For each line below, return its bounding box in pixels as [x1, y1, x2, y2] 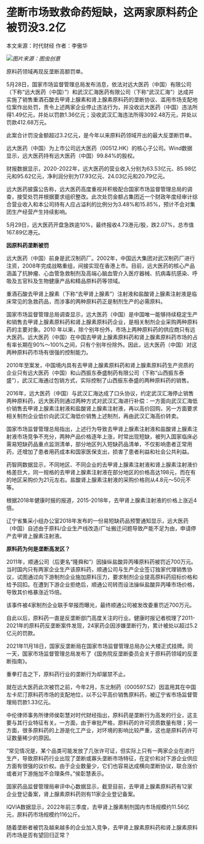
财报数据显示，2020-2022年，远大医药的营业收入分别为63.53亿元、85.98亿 [6, 165, 197, 172]
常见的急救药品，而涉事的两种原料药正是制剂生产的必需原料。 [11, 298, 166, 305]
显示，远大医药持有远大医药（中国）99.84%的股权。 [6, 152, 138, 159]
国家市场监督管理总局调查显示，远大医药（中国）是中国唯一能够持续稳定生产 [6, 310, 198, 318]
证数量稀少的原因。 [6, 734, 55, 741]
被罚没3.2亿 [6, 21, 66, 35]
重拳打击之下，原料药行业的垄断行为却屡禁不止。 [6, 670, 129, 678]
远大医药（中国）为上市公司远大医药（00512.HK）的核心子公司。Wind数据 [6, 144, 193, 152]
